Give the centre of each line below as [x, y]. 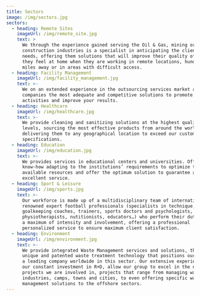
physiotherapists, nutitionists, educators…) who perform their [103, 217]
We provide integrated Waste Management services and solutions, [104, 250]
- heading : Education [38, 145]
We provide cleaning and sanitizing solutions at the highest [101, 123]
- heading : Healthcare [40, 106]
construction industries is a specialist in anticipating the [101, 51]
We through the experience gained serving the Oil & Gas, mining [104, 45]
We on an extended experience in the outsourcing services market [106, 90]
